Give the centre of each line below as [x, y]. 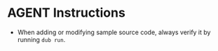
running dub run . [41, 39]
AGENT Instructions [67, 13]
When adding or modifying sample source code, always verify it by [114, 32]
